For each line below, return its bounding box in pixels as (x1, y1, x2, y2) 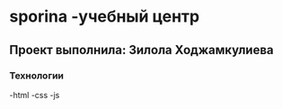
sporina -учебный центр (9, 6, 200, 27)
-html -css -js (9, 89, 60, 100)
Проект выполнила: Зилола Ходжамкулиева (9, 42, 274, 58)
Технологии (9, 69, 65, 82)
